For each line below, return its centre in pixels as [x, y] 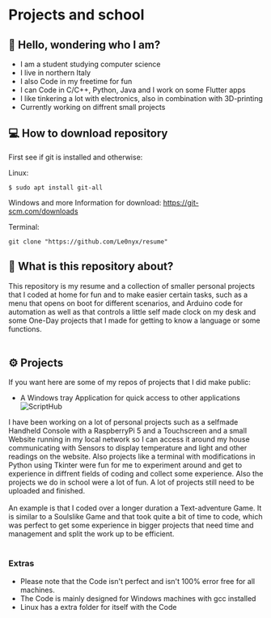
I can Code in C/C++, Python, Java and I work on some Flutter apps [133, 90]
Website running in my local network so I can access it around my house [129, 439]
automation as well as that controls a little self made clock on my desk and [132, 311]
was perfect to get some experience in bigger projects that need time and [131, 525]
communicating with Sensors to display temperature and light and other [128, 448]
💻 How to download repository [88, 134]
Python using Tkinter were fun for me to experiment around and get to [125, 465]
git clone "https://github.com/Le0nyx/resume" [88, 241]
